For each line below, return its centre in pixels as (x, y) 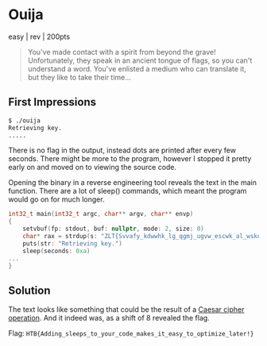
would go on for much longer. (56, 199)
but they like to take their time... (79, 77)
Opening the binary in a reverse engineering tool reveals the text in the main (132, 183)
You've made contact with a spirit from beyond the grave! (122, 52)
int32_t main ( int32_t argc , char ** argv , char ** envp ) (101, 214)
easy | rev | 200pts (39, 37)
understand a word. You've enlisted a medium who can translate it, (137, 68)
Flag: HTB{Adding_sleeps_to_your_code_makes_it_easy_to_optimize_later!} (131, 333)
